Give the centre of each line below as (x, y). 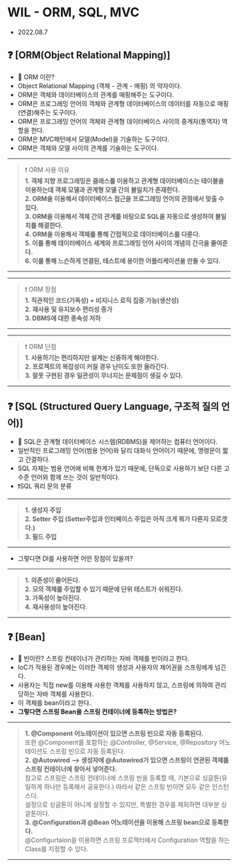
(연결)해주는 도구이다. (47, 112)
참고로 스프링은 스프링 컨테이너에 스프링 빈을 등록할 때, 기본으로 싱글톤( (123, 778)
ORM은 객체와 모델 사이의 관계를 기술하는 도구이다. (88, 148)
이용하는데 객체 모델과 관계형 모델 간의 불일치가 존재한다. (102, 190)
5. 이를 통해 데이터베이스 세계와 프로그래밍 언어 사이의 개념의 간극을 (117, 243)
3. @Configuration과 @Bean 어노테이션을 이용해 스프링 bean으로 (117, 822)
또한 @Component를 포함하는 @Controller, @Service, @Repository (121, 743)
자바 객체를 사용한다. (65, 694)
